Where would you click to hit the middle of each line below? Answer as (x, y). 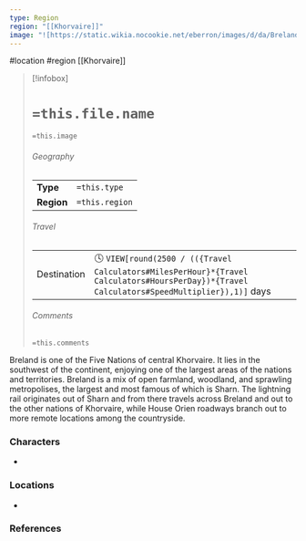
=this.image (54, 136)
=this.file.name (93, 114)
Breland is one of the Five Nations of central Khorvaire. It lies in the (135, 359)
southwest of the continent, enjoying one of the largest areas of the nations (151, 369)
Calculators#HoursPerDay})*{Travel (171, 281)
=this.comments (61, 343)
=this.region (105, 202)
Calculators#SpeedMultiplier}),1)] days (183, 291)
